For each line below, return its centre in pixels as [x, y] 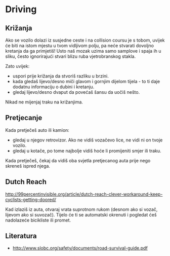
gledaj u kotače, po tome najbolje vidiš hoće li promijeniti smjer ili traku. [87, 151]
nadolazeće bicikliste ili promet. [38, 220]
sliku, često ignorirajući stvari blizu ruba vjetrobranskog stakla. [70, 56]
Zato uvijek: [17, 66]
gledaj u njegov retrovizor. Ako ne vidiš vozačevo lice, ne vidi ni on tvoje [88, 140]
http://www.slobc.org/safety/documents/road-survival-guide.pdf [80, 248]
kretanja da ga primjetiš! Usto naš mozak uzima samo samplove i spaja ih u [83, 51]
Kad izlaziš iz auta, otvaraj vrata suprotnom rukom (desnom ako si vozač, [81, 209]
